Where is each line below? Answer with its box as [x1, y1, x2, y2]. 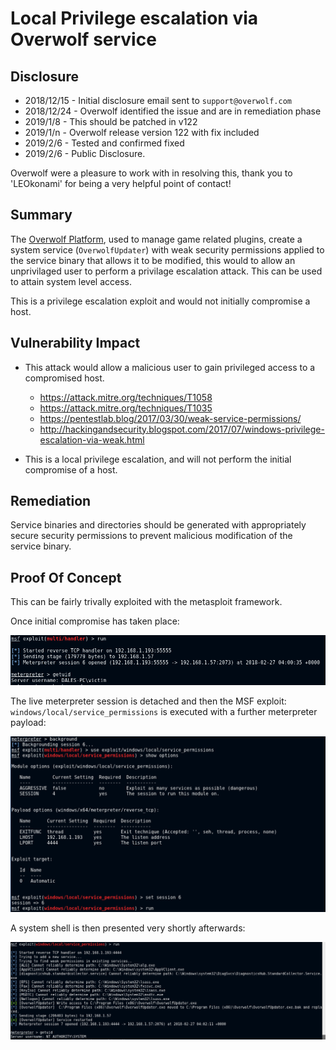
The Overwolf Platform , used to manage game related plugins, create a [10, 233, 303, 245]
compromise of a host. [24, 463, 118, 476]
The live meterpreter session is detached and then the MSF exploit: [10, 695, 287, 707]
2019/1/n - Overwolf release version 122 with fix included [24, 127, 260, 138]
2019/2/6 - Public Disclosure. [24, 148, 146, 159]
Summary [10, 207, 73, 224]
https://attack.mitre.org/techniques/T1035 [39, 402, 213, 414]
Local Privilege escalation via [10, 7, 259, 30]
